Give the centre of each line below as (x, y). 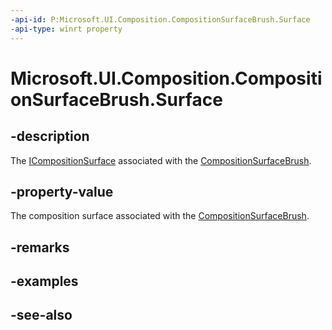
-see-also (41, 315)
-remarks (40, 247)
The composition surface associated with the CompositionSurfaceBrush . (160, 216)
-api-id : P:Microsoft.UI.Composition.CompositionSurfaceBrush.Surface (160, 19)
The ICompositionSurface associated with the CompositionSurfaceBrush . (161, 160)
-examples (44, 281)
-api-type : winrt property (66, 29)
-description (50, 136)
